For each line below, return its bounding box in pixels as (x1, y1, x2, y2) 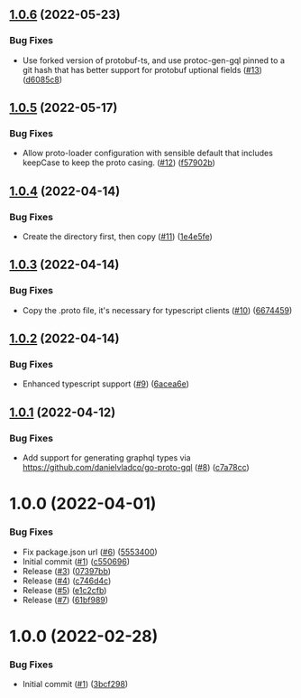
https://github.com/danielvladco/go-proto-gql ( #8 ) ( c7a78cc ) (22, 462, 250, 473)
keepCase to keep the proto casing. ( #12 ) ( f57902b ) (22, 157, 216, 168)
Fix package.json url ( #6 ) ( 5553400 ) (22, 546, 158, 557)
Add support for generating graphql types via (22, 452, 191, 463)
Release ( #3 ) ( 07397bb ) (22, 565, 111, 576)
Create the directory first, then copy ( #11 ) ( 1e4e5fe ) (22, 231, 214, 242)
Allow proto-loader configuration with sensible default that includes (22, 148, 273, 159)
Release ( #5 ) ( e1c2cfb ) (22, 584, 107, 595)
